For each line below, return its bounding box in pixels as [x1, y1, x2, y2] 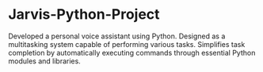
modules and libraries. [8, 56, 81, 66]
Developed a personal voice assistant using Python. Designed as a [8, 31, 226, 41]
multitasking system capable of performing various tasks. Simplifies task [8, 39, 246, 49]
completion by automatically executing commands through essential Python [8, 48, 256, 57]
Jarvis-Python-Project [8, 5, 160, 23]
